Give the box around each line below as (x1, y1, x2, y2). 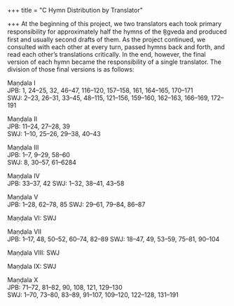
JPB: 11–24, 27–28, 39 (7, 122, 70, 131)
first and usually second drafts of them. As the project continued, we (7, 35, 205, 44)
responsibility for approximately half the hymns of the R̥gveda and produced (7, 27, 228, 36)
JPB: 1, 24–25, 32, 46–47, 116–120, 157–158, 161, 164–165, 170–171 (7, 86, 193, 94)
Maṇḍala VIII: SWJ (7, 248, 60, 257)
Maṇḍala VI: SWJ (7, 214, 57, 222)
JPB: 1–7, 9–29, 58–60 (7, 151, 70, 159)
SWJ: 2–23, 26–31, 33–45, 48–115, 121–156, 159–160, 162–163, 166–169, (7, 94, 210, 102)
